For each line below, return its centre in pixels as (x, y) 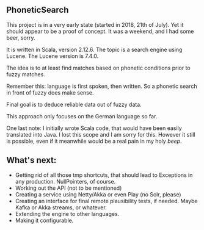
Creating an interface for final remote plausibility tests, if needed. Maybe (106, 201)
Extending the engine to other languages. (67, 214)
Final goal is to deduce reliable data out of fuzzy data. (74, 104)
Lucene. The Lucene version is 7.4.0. (53, 56)
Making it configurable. (44, 220)
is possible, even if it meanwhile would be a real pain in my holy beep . (94, 141)
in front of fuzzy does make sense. (50, 92)
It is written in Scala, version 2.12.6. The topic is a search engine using (94, 49)
